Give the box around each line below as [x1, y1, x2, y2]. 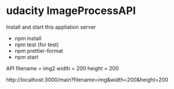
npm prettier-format [14, 47, 63, 54]
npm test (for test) [14, 41, 59, 48]
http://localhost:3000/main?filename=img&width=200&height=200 [6, 76, 169, 83]
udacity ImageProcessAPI [6, 4, 136, 18]
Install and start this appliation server [6, 23, 96, 30]
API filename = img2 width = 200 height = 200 [6, 64, 119, 71]
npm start [14, 53, 38, 60]
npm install [14, 35, 42, 42]
